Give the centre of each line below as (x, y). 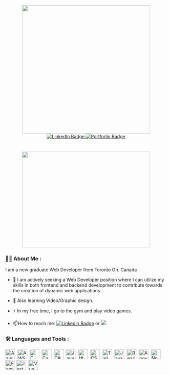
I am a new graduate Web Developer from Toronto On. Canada (71, 270)
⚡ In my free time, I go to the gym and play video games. (72, 311)
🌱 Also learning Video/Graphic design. (53, 301)
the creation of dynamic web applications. (57, 291)
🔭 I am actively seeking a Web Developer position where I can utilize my (88, 280)
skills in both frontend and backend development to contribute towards (88, 285)
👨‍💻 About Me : (24, 259)
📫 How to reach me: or (56, 324)
